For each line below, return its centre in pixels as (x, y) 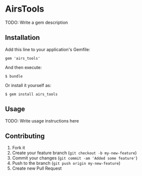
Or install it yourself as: (28, 85)
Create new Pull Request (37, 168)
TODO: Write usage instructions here (42, 121)
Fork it (19, 148)
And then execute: (23, 67)
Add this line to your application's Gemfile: (48, 49)
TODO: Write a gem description (37, 22)
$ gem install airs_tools (31, 94)
